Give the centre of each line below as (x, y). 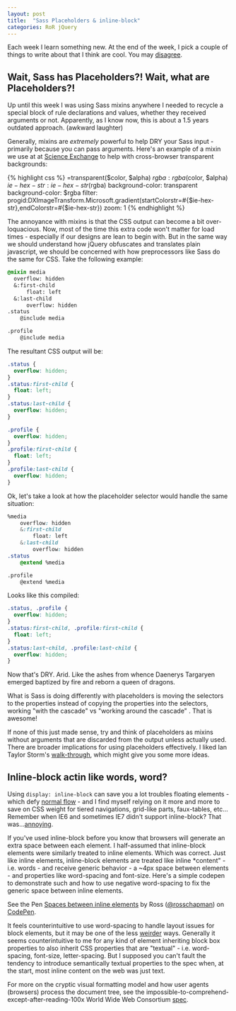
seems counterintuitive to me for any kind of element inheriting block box (114, 941)
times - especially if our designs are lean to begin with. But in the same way (117, 237)
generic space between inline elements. (65, 891)
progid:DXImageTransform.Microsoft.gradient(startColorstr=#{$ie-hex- (111, 200)
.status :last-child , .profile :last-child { (72, 648)
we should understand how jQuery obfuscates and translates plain (104, 244)
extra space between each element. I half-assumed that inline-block (107, 846)
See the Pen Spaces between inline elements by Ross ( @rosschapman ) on (116, 905)
